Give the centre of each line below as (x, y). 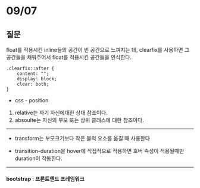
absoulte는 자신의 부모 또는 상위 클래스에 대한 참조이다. (79, 120)
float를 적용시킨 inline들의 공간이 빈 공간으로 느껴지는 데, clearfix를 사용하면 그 (98, 50)
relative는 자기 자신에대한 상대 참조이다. (61, 112)
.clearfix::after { (30, 68)
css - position (32, 100)
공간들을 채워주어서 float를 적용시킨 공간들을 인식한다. (69, 57)
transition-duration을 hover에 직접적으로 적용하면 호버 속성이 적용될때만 (99, 151)
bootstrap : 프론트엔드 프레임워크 (45, 178)
